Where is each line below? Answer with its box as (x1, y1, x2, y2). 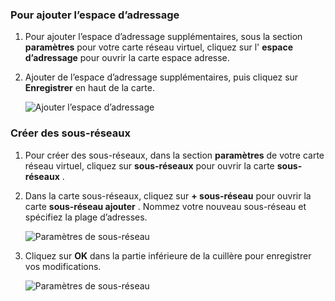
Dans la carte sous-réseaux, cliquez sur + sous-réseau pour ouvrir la (24, 189, 312, 202)
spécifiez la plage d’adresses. (24, 211, 148, 223)
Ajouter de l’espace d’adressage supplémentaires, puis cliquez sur (24, 71, 299, 83)
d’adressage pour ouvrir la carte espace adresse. (24, 52, 230, 64)
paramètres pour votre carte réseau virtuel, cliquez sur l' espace (24, 41, 294, 53)
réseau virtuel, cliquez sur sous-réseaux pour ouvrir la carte (24, 159, 275, 172)
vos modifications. (24, 260, 102, 272)
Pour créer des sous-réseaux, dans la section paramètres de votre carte (24, 149, 325, 161)
